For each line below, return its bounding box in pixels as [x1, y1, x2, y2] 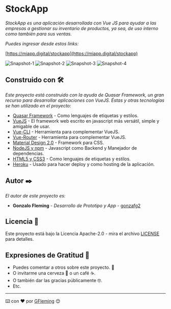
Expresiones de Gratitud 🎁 [5, 250, 90, 260]
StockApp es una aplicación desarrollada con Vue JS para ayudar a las [5, 20, 157, 26]
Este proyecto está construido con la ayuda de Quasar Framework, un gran [5, 92, 164, 98]
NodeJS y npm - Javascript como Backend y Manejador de [12, 145, 137, 151]
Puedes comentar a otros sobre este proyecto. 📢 [12, 264, 115, 270]
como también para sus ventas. [5, 31, 72, 37]
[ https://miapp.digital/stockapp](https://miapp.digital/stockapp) [5, 50, 138, 57]
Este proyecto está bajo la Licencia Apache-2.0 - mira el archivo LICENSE [5, 231, 159, 237]
